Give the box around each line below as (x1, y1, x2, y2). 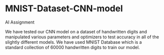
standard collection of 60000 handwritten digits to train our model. (5, 44, 140, 50)
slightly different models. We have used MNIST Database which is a (5, 39, 142, 45)
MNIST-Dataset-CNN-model (5, 3, 123, 14)
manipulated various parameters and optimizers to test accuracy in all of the (5, 34, 160, 40)
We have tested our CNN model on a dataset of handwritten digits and (5, 28, 147, 34)
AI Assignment (5, 19, 35, 25)
